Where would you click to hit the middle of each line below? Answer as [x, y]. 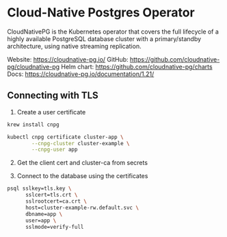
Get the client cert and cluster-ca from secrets [82, 163]
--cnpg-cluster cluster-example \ [81, 143]
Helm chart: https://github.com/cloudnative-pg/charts [137, 66]
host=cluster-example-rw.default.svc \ [82, 208]
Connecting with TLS [53, 96]
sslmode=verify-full [54, 227]
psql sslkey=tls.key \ [39, 189]
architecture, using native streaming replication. [74, 46]
